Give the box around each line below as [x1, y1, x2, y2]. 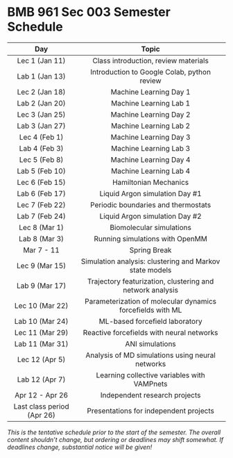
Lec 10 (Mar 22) [14, 300, 69, 310]
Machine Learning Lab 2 [110, 121, 191, 131]
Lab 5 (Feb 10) [17, 166, 66, 176]
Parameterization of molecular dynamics [84, 296, 217, 306]
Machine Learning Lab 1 [110, 98, 191, 108]
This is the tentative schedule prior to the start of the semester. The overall [7, 428, 221, 436]
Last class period [13, 401, 69, 411]
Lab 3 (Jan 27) [17, 121, 66, 131]
